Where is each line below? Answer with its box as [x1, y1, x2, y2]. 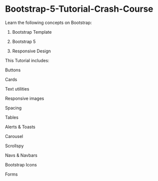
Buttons [5, 67, 21, 73]
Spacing [5, 105, 22, 111]
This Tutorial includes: [5, 57, 50, 63]
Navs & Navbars [5, 152, 38, 158]
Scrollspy [5, 143, 24, 149]
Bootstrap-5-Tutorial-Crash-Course [5, 3, 154, 15]
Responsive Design [12, 48, 51, 54]
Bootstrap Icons [5, 161, 37, 167]
